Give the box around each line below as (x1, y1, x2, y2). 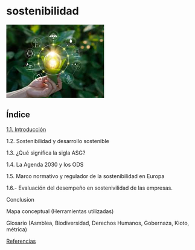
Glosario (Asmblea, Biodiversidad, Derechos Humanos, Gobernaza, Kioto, (6, 219, 190, 226)
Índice (6, 110, 30, 120)
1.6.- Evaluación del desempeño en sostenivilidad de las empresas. (6, 184, 173, 191)
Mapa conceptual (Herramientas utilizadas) (6, 207, 114, 215)
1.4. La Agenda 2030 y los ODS (6, 161, 84, 168)
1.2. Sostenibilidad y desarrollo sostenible (6, 137, 110, 144)
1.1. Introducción (6, 126, 46, 133)
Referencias (6, 237, 36, 245)
